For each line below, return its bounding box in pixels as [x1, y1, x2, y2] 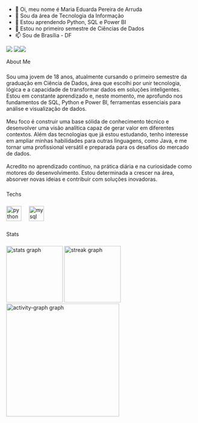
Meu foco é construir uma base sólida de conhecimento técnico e [6, 117, 170, 125]
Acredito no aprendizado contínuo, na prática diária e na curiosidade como [6, 163, 192, 170]
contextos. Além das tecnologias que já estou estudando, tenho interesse [6, 130, 188, 138]
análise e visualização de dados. [6, 105, 87, 112]
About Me [6, 58, 31, 65]
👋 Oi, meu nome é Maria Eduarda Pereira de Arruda [14, 6, 143, 13]
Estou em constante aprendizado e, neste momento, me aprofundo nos [6, 92, 183, 99]
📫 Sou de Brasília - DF [14, 32, 72, 39]
